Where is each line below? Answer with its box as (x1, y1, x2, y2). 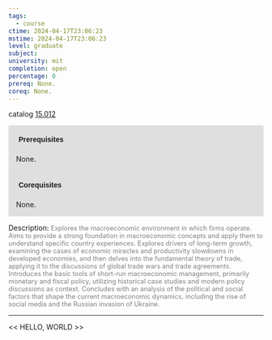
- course (15, 19, 45, 28)
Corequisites (19, 181, 62, 190)
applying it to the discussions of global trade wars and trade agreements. (8, 262, 232, 271)
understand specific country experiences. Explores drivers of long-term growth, (8, 240, 253, 248)
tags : (8, 11, 27, 20)
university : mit (8, 57, 63, 66)
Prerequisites (19, 135, 64, 144)
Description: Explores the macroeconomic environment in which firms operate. (8, 223, 253, 233)
